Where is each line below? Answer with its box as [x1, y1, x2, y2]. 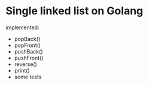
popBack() [14, 35, 41, 42]
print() [14, 67, 31, 74]
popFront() [14, 42, 41, 49]
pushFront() [14, 54, 44, 61]
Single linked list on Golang [5, 4, 144, 18]
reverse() [14, 61, 37, 68]
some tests [14, 73, 42, 80]
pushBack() [14, 48, 43, 55]
